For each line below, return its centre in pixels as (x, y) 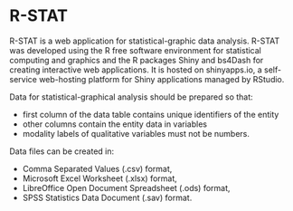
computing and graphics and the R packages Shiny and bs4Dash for (137, 60)
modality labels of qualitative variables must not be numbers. (136, 133)
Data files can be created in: (62, 151)
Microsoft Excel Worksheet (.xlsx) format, (100, 178)
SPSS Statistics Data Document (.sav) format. (107, 197)
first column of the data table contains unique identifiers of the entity (151, 114)
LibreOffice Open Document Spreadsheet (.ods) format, (126, 187)
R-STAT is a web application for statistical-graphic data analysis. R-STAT (145, 41)
